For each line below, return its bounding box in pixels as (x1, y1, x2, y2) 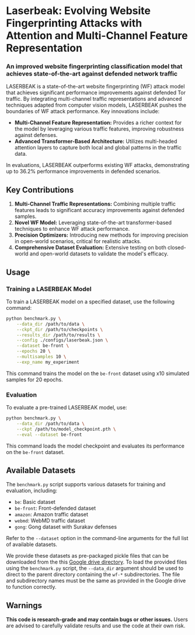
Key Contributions (6, 185, 74, 194)
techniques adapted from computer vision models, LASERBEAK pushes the (6, 101, 187, 109)
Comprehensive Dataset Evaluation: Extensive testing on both (14, 244, 166, 251)
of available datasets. (6, 541, 57, 548)
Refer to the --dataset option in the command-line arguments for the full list (6, 535, 189, 542)
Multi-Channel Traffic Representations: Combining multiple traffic (14, 200, 176, 207)
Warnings (6, 600, 43, 610)
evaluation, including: (6, 487, 57, 494)
